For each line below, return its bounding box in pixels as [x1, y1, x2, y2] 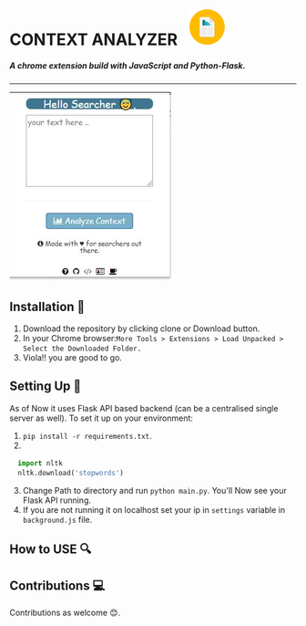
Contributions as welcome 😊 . [9, 607, 121, 618]
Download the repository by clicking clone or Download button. [22, 323, 260, 334]
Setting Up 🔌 [9, 379, 82, 394]
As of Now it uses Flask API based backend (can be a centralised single [9, 402, 279, 413]
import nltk [17, 458, 64, 468]
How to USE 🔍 [9, 541, 92, 557]
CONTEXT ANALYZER [9, 29, 178, 50]
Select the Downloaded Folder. [22, 344, 142, 353]
